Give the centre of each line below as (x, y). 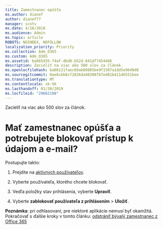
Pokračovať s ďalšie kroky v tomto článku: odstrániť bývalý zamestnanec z (81, 216)
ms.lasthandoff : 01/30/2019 (34, 89)
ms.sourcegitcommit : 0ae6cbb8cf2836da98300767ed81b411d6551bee (72, 75)
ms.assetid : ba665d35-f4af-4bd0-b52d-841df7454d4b (59, 61)
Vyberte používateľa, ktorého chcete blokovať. (60, 182)
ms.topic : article (24, 38)
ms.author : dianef (24, 14)
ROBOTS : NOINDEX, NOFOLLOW (33, 42)
